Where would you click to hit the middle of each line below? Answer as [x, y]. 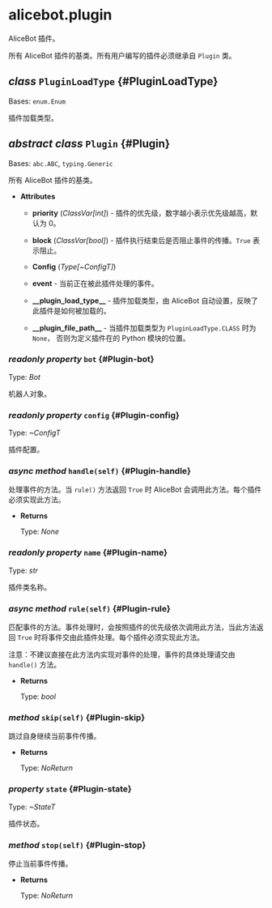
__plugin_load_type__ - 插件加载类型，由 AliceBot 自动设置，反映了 [145, 301]
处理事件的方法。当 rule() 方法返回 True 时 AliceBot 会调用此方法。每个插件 [135, 490]
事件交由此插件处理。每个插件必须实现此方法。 [126, 637]
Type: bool [38, 697]
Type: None [39, 531]
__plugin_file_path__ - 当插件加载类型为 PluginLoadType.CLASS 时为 [144, 328]
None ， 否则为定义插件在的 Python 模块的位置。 [111, 338]
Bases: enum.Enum [37, 101]
